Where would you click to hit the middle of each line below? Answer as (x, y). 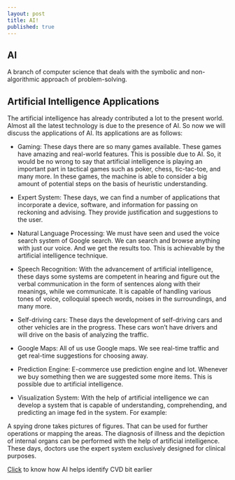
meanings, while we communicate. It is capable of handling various (114, 291)
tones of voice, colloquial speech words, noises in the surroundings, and (122, 299)
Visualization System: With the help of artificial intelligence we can (113, 397)
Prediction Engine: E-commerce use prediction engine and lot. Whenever (122, 369)
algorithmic (23, 79)
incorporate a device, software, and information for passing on (107, 205)
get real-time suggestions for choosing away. (83, 355)
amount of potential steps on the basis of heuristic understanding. (112, 184)
